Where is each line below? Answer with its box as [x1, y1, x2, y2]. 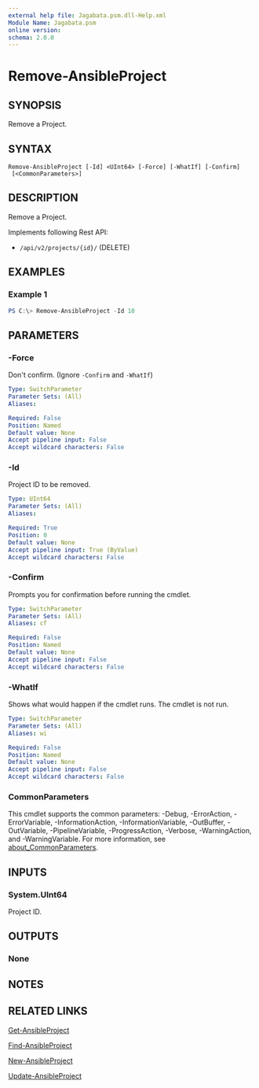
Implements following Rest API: [8, 227, 108, 237]
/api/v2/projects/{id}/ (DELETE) [19, 242, 130, 252]
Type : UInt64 [8, 495, 51, 503]
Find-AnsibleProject [8, 1040, 72, 1050]
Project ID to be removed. [8, 480, 91, 489]
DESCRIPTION [8, 191, 78, 205]
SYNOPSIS [8, 98, 62, 112]
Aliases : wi [8, 729, 47, 737]
